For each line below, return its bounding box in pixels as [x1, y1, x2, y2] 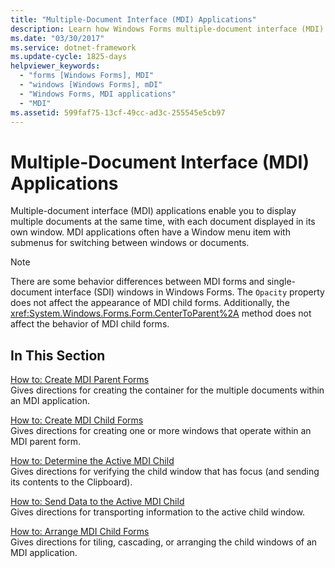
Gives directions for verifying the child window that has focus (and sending [10, 466, 320, 478]
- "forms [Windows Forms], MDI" [19, 71, 155, 81]
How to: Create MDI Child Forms [10, 414, 144, 426]
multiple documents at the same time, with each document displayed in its [10, 216, 316, 228]
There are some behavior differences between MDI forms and [10, 276, 265, 288]
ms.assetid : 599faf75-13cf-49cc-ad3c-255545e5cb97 [10, 107, 226, 118]
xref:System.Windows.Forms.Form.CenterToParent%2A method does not [10, 307, 312, 320]
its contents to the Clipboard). [10, 476, 133, 488]
